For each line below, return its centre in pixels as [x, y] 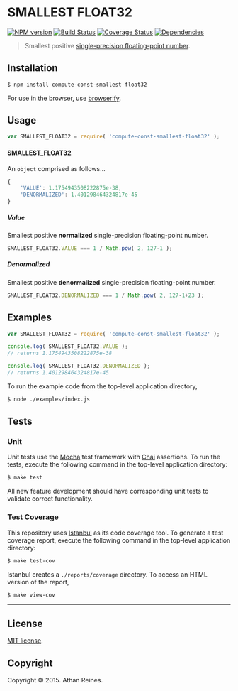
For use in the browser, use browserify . [64, 98]
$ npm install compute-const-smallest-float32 [77, 85]
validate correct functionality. [50, 499]
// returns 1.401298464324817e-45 [58, 373]
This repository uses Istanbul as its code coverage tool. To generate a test [115, 533]
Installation [33, 68]
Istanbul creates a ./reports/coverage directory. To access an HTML [107, 574]
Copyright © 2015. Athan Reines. [55, 680]
